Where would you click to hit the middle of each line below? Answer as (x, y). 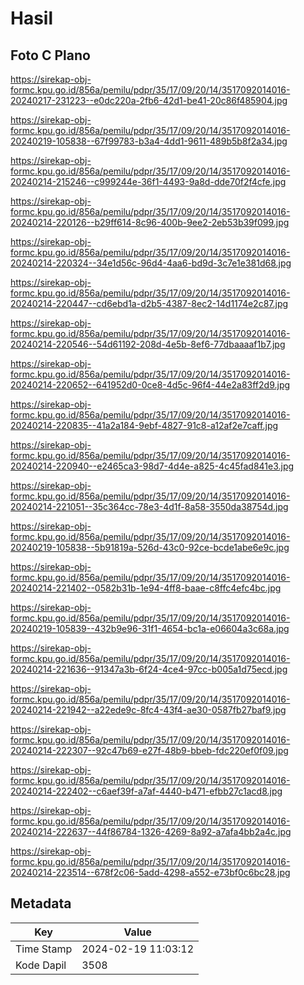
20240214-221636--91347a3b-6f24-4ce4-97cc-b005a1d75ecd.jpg (149, 669)
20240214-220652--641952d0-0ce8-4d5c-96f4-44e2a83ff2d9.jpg (150, 385)
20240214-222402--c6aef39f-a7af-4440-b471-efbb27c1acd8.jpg (146, 791)
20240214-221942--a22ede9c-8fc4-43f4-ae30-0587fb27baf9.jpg (148, 710)
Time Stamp (44, 949)
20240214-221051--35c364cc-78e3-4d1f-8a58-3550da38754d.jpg (149, 506)
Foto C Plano (50, 55)
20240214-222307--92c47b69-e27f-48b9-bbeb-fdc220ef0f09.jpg (149, 750)
